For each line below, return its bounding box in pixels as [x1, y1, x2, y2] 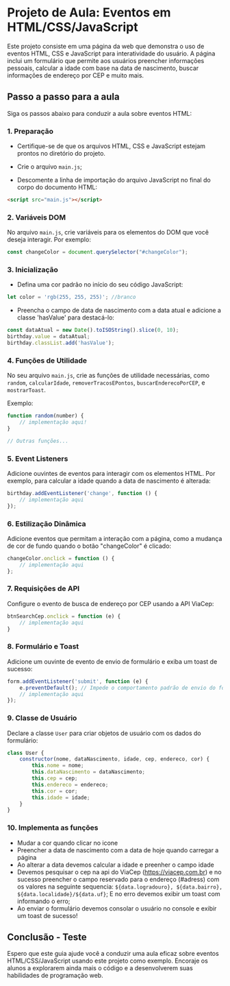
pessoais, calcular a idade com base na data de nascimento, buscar [7, 64, 199, 72]
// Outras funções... [7, 437, 69, 444]
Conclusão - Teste [7, 931, 87, 943]
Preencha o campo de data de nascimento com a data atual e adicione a [16, 306, 221, 315]
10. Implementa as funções [7, 823, 99, 832]
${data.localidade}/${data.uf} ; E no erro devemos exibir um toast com [16, 889, 220, 898]
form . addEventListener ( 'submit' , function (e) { [7, 677, 149, 685]
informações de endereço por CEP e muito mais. [7, 71, 144, 80]
